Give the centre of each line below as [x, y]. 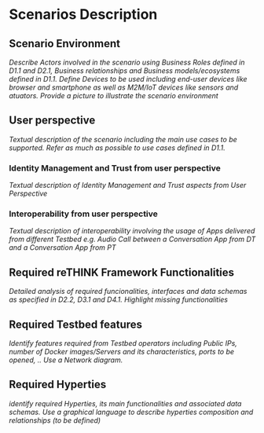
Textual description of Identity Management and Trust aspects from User [128, 185]
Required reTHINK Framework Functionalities [122, 272]
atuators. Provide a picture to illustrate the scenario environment [114, 95]
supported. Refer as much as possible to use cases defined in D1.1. [117, 148]
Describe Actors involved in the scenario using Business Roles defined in [127, 62]
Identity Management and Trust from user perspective [115, 168]
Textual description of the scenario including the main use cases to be [123, 139]
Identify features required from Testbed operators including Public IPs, [123, 343]
